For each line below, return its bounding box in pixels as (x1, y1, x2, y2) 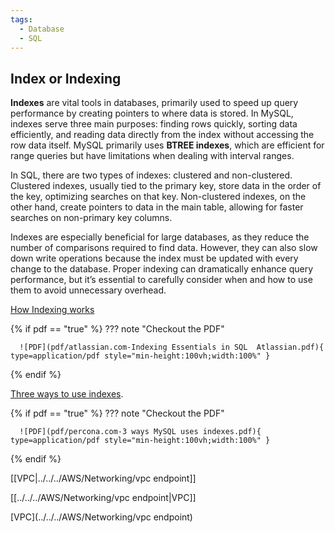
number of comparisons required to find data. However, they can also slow (10, 242, 318, 254)
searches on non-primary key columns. (10, 212, 173, 224)
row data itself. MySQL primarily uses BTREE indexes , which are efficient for (10, 139, 325, 151)
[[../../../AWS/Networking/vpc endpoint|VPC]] (10, 492, 197, 504)
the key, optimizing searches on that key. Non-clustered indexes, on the (10, 191, 307, 203)
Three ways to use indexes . (10, 388, 124, 400)
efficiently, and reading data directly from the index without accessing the (10, 129, 315, 141)
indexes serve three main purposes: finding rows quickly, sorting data (10, 118, 298, 130)
